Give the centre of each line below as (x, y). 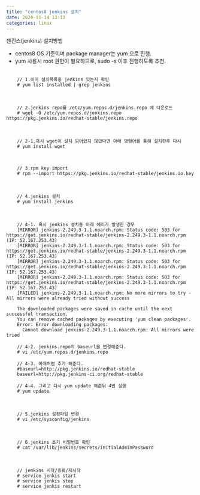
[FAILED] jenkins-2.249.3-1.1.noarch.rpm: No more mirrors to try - (104, 293)
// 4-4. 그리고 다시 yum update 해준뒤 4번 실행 (72, 386)
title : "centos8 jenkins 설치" (44, 12)
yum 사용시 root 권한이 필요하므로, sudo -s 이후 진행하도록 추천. (90, 61)
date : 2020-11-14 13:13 (36, 17)
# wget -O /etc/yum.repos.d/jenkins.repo (69, 113)
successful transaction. (37, 314)
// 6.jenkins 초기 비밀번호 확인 (54, 443)
